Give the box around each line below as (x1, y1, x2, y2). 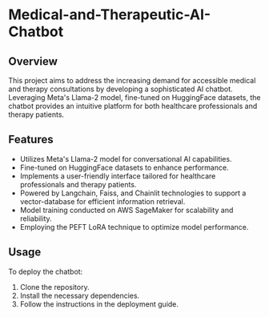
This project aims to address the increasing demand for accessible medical (8, 76, 256, 85)
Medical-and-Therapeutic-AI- (8, 6, 211, 24)
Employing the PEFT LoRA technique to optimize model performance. (19, 222, 249, 231)
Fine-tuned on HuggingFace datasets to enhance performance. (19, 163, 230, 172)
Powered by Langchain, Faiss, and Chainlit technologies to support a (19, 188, 247, 198)
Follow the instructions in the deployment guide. (19, 299, 179, 309)
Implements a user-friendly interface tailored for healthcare (19, 171, 216, 181)
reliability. (19, 214, 52, 223)
